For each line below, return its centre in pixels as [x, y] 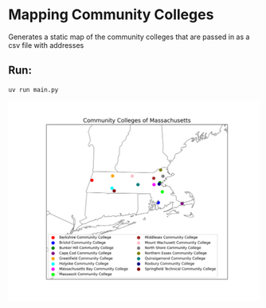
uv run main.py [33, 89]
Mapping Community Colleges [111, 15]
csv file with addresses [46, 45]
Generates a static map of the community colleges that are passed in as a [129, 37]
